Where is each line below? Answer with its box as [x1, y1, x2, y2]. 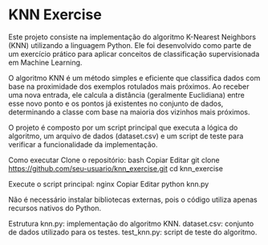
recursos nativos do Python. [8, 203, 102, 213]
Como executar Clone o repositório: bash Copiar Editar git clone [8, 155, 220, 165]
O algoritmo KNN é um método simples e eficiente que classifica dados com [8, 73, 261, 82]
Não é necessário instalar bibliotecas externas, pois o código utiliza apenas [8, 195, 258, 204]
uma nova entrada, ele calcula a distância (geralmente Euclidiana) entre [8, 90, 245, 99]
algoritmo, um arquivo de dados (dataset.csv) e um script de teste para [8, 131, 244, 141]
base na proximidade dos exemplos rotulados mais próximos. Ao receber [8, 82, 250, 91]
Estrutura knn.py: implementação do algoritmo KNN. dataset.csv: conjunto [8, 219, 254, 228]
